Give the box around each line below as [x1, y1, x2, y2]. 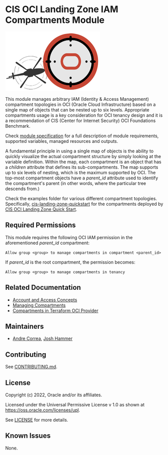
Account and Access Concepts [12, 296, 77, 302]
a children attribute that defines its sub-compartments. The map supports [5, 164, 158, 170]
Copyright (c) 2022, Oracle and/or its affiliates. [5, 392, 102, 398]
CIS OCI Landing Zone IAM [5, 4, 119, 15]
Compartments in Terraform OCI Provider [12, 308, 98, 314]
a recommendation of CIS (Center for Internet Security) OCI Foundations [5, 118, 156, 124]
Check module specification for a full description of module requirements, [5, 133, 159, 139]
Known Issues [5, 432, 51, 440]
